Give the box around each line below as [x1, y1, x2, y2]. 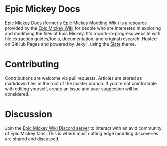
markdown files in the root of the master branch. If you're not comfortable [5, 80, 157, 86]
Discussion [5, 109, 52, 120]
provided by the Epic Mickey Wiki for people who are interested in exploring [5, 25, 161, 31]
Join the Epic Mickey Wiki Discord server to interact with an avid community [5, 125, 162, 131]
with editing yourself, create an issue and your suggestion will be [5, 86, 139, 92]
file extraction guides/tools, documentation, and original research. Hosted [5, 36, 157, 42]
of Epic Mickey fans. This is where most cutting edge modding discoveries [5, 130, 159, 136]
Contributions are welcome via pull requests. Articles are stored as [5, 75, 142, 81]
